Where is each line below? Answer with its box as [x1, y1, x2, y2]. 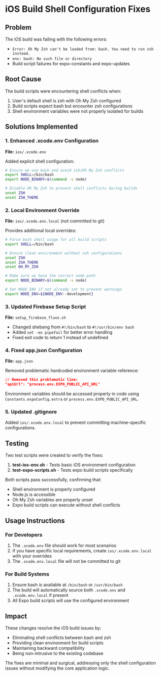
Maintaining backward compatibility [12, 645, 85, 651]
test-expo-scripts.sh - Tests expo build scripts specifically [12, 467, 133, 473]
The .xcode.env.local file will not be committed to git [12, 558, 121, 564]
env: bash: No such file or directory [12, 56, 92, 61]
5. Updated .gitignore [5, 408, 57, 415]
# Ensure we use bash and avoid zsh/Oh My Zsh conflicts [5, 168, 125, 173]
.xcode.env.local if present [12, 592, 68, 598]
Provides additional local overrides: [5, 227, 77, 233]
